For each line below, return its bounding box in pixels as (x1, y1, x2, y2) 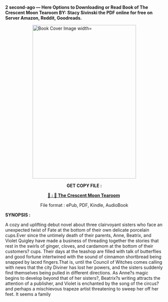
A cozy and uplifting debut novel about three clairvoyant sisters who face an (5, 221, 163, 228)
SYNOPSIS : (5, 212, 31, 218)
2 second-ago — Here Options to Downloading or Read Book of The (5, 5, 148, 10)
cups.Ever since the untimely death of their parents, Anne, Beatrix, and (5, 233, 151, 238)
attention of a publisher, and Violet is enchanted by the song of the (5, 280, 143, 286)
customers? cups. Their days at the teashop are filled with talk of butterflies (5, 249, 161, 254)
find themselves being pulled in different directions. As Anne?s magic (5, 270, 149, 276)
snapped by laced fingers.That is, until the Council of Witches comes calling (5, 259, 162, 265)
